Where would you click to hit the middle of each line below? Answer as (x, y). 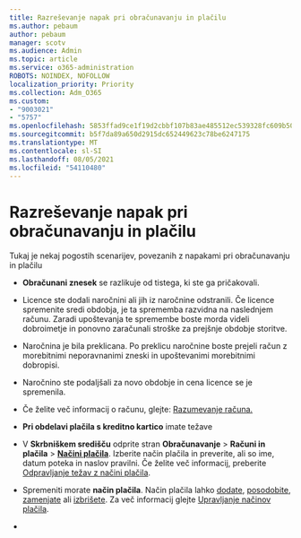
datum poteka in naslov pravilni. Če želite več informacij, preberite (144, 464)
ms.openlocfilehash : (48, 126)
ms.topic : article (43, 59)
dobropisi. (41, 365)
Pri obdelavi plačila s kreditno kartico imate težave (117, 427)
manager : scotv (38, 43)
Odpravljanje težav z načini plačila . (86, 473)
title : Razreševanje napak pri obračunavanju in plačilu (118, 17)
